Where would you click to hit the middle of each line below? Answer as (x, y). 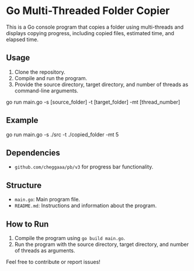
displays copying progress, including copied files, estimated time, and (90, 33)
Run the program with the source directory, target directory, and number (101, 244)
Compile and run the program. (51, 78)
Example (22, 120)
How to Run (27, 224)
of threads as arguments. (45, 251)
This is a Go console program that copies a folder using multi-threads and (95, 27)
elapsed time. (22, 39)
